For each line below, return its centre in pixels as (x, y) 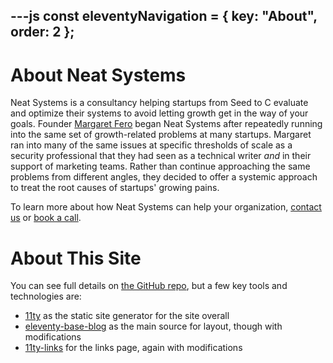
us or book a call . (46, 218)
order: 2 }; (42, 32)
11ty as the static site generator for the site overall (127, 316)
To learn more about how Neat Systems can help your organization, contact (166, 207)
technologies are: (46, 296)
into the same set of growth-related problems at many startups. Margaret (161, 135)
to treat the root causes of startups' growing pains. (115, 188)
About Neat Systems (98, 75)
